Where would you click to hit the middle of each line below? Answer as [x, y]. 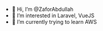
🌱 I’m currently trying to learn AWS [54, 22]
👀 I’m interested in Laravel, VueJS [53, 15]
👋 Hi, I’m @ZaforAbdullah [43, 9]
